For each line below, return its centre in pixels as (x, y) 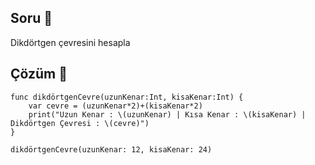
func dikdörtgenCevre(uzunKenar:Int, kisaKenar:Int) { (127, 97)
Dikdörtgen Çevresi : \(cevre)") (80, 123)
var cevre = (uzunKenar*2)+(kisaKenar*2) (115, 106)
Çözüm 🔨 (39, 74)
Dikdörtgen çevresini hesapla (70, 42)
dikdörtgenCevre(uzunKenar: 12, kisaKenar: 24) (111, 149)
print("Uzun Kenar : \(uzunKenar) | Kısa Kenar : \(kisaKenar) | (167, 114)
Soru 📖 (31, 18)
